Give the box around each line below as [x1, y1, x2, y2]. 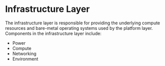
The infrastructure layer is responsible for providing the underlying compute [5, 20, 160, 26]
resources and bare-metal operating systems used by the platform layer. [5, 25, 153, 31]
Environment [12, 56, 39, 62]
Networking [12, 51, 37, 57]
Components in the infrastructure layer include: [5, 30, 102, 36]
